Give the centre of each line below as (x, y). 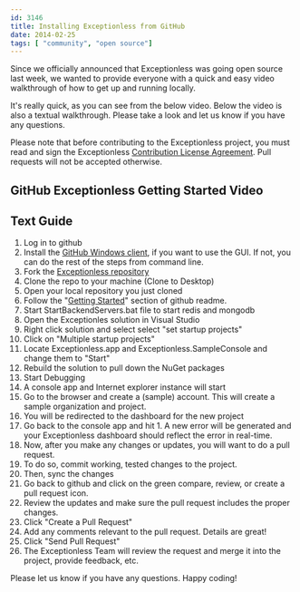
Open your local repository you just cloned (103, 291)
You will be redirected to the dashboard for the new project (133, 416)
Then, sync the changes (68, 474)
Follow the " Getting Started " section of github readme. (125, 301)
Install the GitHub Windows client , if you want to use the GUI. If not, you (157, 252)
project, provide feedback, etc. (81, 561)
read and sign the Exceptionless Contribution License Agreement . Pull (141, 152)
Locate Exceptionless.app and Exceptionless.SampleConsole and (145, 349)
